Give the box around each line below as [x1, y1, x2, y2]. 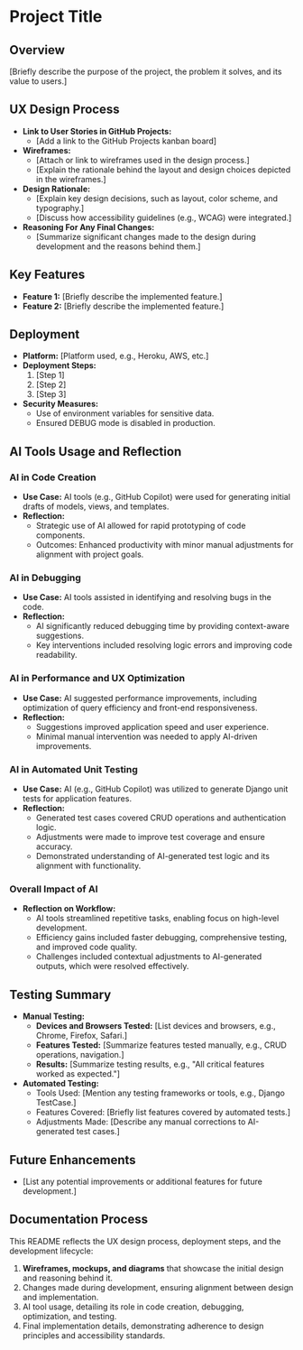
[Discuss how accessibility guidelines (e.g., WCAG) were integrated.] [35, 212, 292, 223]
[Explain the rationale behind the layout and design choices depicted [35, 164, 291, 175]
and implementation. [22, 1291, 99, 1302]
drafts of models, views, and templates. [22, 501, 170, 512]
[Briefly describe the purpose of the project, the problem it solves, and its [9, 66, 282, 77]
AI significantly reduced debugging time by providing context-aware [35, 621, 290, 632]
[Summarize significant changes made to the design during [35, 231, 256, 242]
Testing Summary [9, 986, 112, 1003]
